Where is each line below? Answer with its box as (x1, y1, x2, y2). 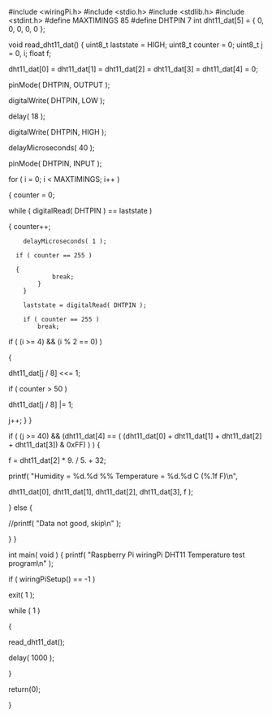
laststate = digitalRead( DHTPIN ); (23, 301, 148, 309)
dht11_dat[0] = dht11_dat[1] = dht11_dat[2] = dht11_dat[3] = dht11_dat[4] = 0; (8, 64, 258, 74)
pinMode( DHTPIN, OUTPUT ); (8, 80, 110, 89)
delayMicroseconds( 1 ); (23, 237, 107, 245)
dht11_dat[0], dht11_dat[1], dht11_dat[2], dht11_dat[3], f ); (8, 487, 193, 496)
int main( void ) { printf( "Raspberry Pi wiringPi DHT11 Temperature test (8, 550, 245, 559)
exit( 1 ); (8, 590, 35, 599)
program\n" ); (8, 559, 54, 568)
